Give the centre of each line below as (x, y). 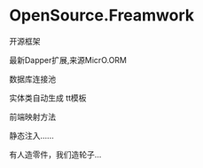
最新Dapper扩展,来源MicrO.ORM (68, 60)
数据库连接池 (32, 79)
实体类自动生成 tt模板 (48, 98)
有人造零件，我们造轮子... (55, 154)
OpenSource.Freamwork (102, 16)
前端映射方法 (32, 116)
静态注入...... (32, 135)
